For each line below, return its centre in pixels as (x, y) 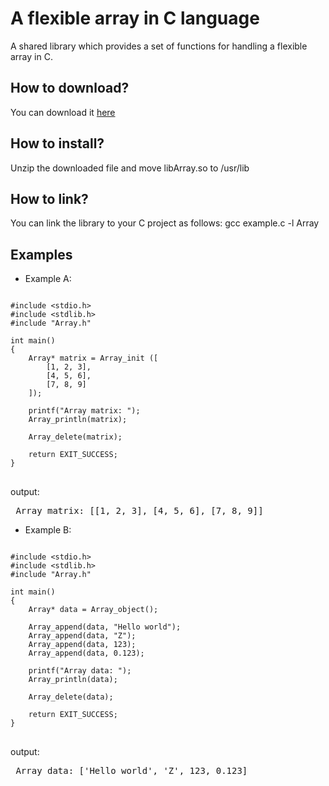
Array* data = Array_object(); (93, 610)
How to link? (49, 198)
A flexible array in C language (135, 18)
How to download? (70, 88)
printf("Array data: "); (80, 671)
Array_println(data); (73, 680)
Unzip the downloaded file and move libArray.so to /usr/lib (130, 168)
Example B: (48, 530)
